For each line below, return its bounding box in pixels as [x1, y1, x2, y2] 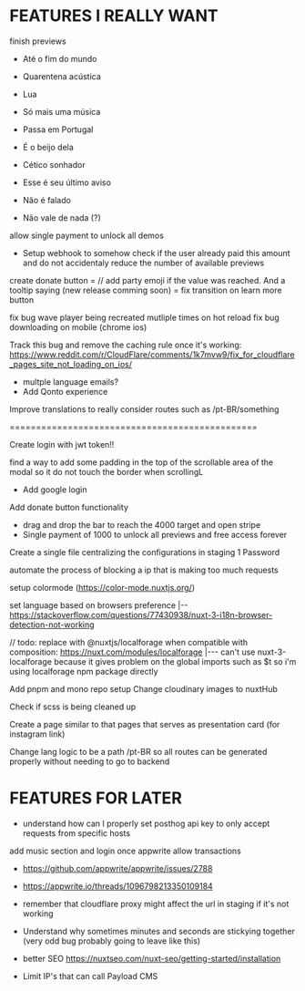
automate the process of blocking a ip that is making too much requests [9, 564, 280, 575]
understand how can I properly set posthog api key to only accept [22, 818, 270, 829]
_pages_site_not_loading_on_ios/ [9, 358, 133, 369]
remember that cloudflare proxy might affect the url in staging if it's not [22, 898, 290, 909]
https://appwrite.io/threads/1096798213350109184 [22, 881, 214, 892]
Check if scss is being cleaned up [9, 701, 137, 712]
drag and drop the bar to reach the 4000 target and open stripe [22, 519, 261, 530]
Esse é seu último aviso [22, 177, 112, 188]
